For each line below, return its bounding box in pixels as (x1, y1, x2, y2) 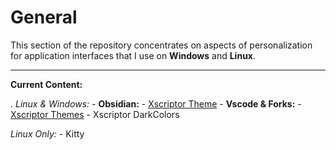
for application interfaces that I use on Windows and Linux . (10, 49, 257, 61)
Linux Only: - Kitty (10, 127, 85, 140)
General (10, 6, 78, 29)
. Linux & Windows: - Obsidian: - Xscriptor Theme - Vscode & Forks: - (10, 97, 302, 110)
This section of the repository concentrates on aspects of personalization (10, 39, 313, 51)
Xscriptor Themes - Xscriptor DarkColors (10, 108, 180, 120)
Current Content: (10, 78, 83, 90)
